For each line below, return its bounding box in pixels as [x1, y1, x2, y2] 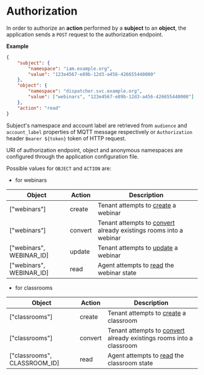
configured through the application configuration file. [6, 153, 139, 160]
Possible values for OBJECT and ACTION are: [6, 164, 112, 172]
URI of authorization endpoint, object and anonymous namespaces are [6, 146, 183, 154]
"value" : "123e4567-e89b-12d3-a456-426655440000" [28, 71, 156, 77]
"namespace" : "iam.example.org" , [28, 66, 113, 72]
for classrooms [15, 284, 53, 291]
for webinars [15, 176, 47, 183]
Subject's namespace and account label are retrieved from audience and [6, 121, 187, 129]
